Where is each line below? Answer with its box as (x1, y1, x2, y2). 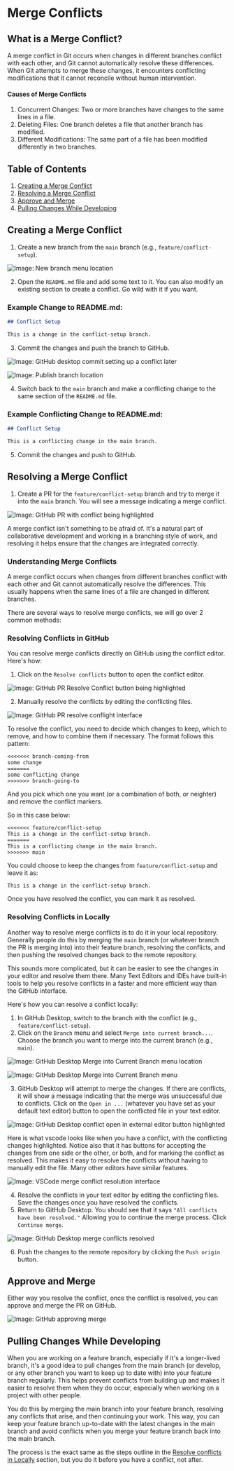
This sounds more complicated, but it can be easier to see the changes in (7, 964, 219, 972)
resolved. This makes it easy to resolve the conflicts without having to (7, 1155, 208, 1165)
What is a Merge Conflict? (7, 33, 123, 45)
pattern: (7, 740, 30, 748)
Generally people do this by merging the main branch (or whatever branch (7, 935, 219, 944)
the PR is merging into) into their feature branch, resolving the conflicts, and (7, 943, 226, 951)
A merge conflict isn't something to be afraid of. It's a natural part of (7, 524, 203, 532)
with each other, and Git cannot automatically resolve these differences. (7, 59, 214, 67)
